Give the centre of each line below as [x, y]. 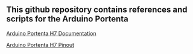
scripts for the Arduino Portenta [67, 19]
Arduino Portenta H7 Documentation [51, 33]
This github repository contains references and [97, 10]
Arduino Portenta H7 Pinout [40, 45]
